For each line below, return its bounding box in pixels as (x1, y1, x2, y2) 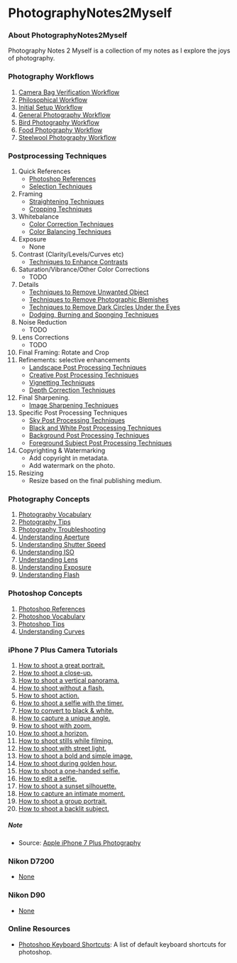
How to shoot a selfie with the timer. (18, 698, 124, 707)
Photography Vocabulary (18, 510, 92, 519)
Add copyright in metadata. (28, 454, 109, 462)
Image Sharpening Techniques (28, 401, 119, 410)
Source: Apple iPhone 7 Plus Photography (18, 838, 141, 847)
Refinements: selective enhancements (18, 356, 131, 364)
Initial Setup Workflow (18, 103, 83, 111)
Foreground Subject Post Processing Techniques (28, 439, 172, 447)
